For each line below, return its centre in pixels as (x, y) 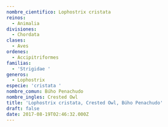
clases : (16, 40)
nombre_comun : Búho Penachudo (45, 92)
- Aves (20, 46)
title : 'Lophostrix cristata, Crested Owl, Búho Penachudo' (85, 103)
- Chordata (26, 35)
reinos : (16, 18)
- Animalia (26, 23)
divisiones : (21, 29)
